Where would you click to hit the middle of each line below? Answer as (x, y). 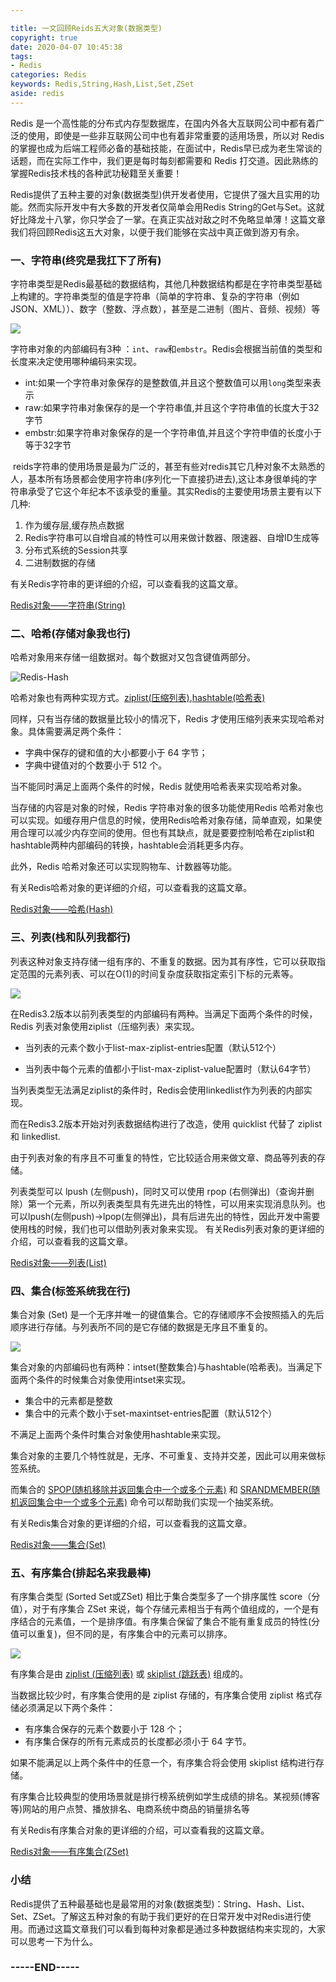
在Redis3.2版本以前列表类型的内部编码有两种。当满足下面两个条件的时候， (164, 1013)
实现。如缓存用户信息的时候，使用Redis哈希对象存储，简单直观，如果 (170, 820)
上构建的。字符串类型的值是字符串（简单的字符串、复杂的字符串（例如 (155, 297)
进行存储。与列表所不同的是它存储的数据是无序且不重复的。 (150, 1327)
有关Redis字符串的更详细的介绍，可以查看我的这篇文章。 (127, 584)
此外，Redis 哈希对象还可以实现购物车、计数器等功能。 (124, 867)
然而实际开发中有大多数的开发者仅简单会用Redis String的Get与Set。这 (172, 207)
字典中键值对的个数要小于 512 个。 (96, 765)
